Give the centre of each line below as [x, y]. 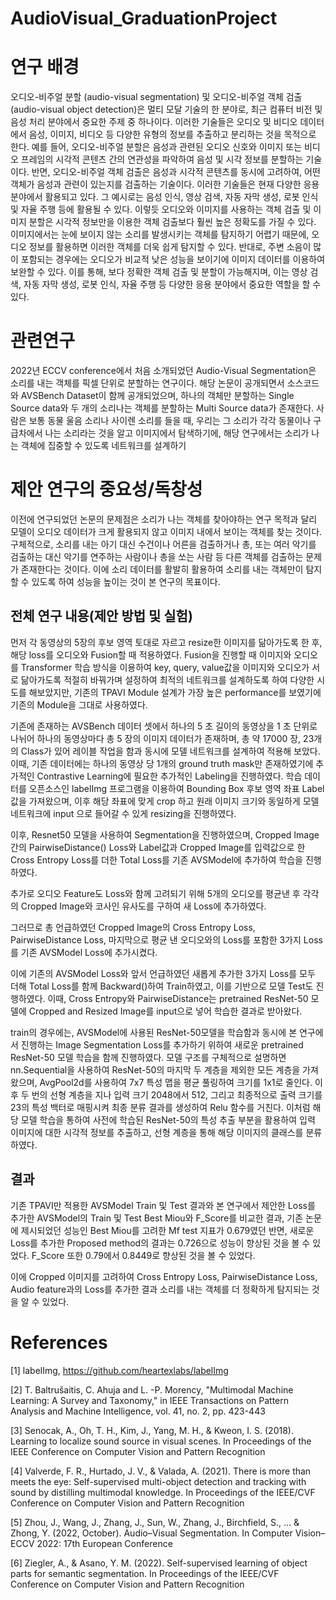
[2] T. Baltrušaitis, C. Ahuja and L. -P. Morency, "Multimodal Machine [152, 1389]
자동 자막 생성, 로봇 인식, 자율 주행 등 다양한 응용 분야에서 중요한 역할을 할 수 [172, 284]
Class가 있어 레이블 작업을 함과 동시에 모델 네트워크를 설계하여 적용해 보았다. [170, 751]
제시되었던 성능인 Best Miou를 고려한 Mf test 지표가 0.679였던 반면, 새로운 [167, 1230]
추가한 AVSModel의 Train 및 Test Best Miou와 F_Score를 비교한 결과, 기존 [157, 1218]
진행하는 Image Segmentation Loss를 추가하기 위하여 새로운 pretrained [162, 1044]
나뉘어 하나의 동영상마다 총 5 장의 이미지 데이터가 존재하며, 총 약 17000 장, [156, 738]
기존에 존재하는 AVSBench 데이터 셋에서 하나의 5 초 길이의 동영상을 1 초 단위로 [164, 726]
